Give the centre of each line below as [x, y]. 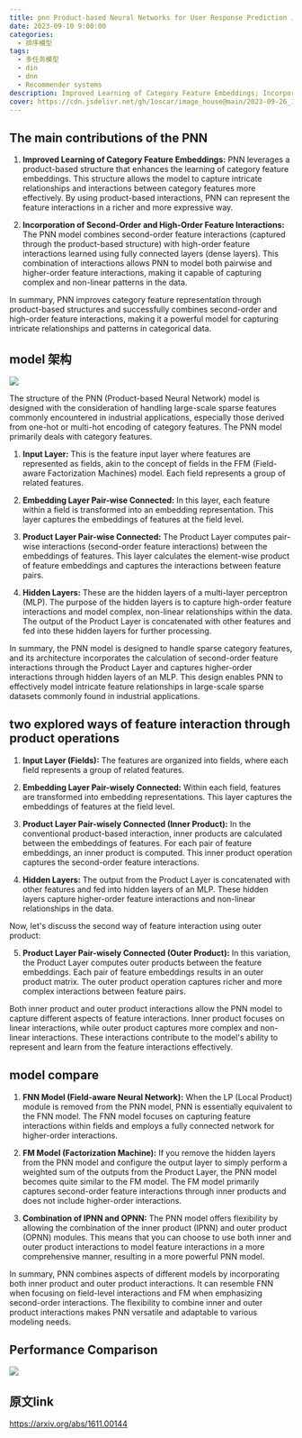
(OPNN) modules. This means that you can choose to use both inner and [157, 1237]
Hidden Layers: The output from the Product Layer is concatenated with [156, 879]
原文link [31, 1402]
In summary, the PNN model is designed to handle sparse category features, [151, 648]
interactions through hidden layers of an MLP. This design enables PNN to [146, 677]
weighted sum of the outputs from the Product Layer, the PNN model [149, 1171]
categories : [31, 34]
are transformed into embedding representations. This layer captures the [157, 796]
